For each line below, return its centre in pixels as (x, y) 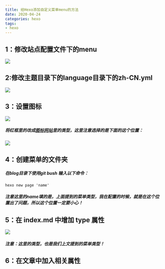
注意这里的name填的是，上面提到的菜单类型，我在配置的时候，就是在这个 (80, 197)
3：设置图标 (23, 107)
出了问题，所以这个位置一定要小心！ (46, 203)
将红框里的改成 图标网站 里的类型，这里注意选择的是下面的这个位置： (74, 130)
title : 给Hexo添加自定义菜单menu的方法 (42, 10)
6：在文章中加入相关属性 (43, 261)
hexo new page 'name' (27, 185)
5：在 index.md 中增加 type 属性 (55, 220)
